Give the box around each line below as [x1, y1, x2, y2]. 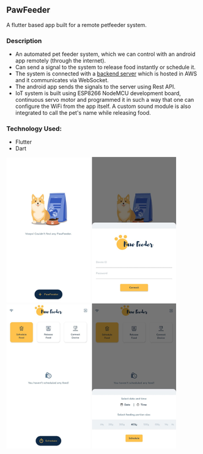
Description [6, 36, 42, 45]
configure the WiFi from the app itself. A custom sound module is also [15, 102, 191, 110]
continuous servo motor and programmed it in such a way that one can [15, 96, 194, 104]
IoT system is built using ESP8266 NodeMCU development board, [15, 90, 182, 97]
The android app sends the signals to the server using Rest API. [15, 83, 175, 91]
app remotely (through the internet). [15, 57, 106, 64]
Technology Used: [6, 125, 62, 133]
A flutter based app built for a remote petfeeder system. [6, 21, 147, 28]
